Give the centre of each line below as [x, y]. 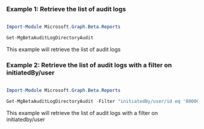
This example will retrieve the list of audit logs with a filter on [82, 113]
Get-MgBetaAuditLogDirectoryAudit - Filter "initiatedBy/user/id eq [93, 102]
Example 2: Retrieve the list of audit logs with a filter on [89, 65]
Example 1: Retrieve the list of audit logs [66, 9]
